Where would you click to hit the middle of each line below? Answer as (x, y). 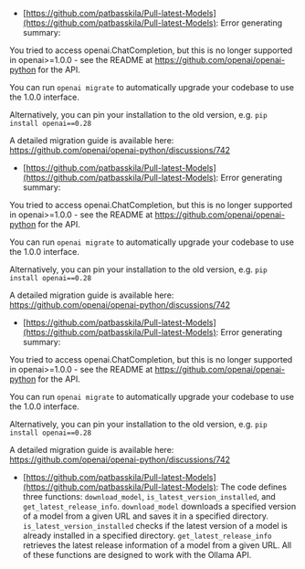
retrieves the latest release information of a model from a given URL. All (157, 545)
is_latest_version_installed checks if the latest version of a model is (155, 526)
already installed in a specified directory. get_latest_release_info (147, 535)
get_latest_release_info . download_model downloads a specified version (159, 506)
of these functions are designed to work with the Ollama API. (137, 555)
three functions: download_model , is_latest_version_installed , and (149, 496)
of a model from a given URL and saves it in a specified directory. (146, 516)
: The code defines (252, 487)
